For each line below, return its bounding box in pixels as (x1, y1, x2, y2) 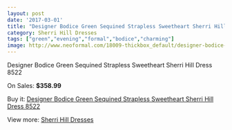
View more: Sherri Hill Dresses (7, 116, 94, 124)
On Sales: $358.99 (7, 82, 62, 89)
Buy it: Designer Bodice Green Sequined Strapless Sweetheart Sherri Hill (7, 95, 214, 103)
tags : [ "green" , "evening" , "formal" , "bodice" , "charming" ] (7, 36, 175, 43)
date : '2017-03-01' (7, 17, 64, 23)
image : (7, 42, 26, 49)
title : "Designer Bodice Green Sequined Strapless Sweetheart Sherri (7, 23, 212, 30)
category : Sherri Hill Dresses (7, 29, 97, 36)
